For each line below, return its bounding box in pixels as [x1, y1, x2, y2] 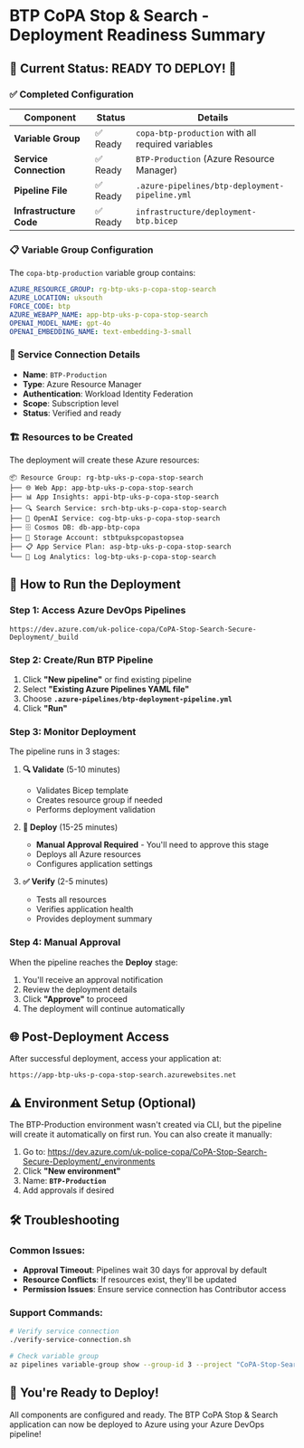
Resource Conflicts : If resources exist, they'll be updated [22, 1273, 237, 1285]
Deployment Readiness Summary [9, 24, 266, 45]
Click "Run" [22, 703, 68, 713]
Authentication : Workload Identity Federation [22, 388, 194, 399]
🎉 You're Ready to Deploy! [9, 1386, 160, 1401]
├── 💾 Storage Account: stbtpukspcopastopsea [9, 533, 184, 543]
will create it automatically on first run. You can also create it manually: [9, 1129, 273, 1140]
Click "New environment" [22, 1166, 121, 1176]
